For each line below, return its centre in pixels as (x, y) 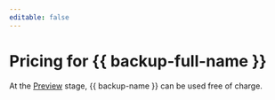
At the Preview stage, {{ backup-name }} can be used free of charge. (136, 86)
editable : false (39, 17)
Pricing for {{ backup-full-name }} (138, 61)
